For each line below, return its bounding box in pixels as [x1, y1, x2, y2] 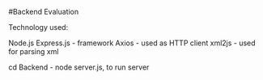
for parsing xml [8, 47, 59, 56]
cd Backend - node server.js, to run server [8, 62, 150, 72]
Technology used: [8, 23, 69, 32]
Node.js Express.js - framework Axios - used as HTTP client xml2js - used [8, 38, 257, 48]
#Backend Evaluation [8, 7, 79, 16]
